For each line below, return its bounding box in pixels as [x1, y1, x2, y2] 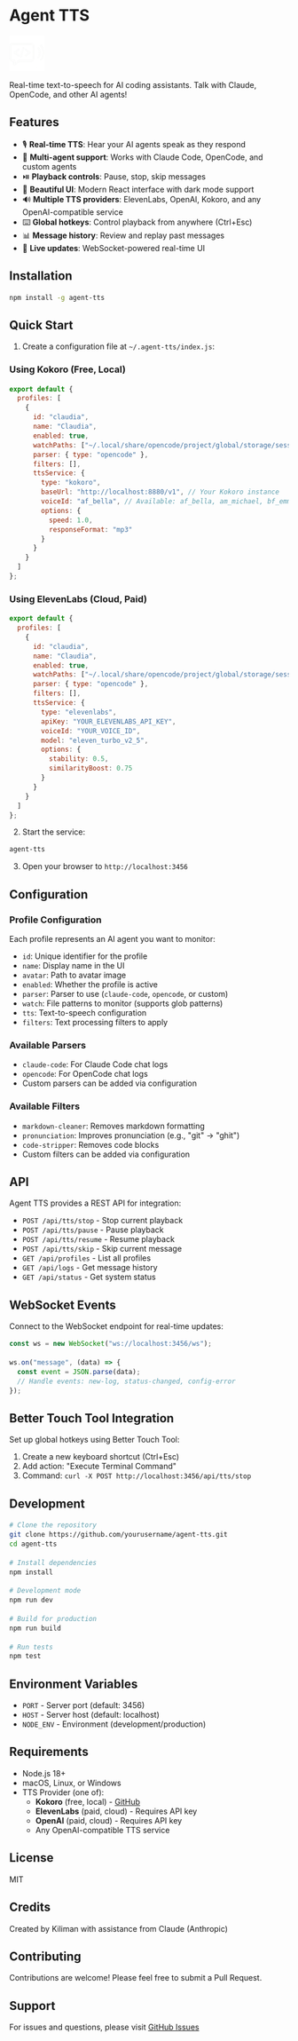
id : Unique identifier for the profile [21, 951, 148, 961]
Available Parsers [9, 1039, 87, 1051]
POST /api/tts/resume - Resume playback [21, 1234, 176, 1245]
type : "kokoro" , [41, 479, 101, 487]
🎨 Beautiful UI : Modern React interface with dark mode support [21, 184, 255, 194]
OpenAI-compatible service [21, 206, 124, 218]
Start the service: [21, 827, 86, 837]
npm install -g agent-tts [9, 293, 105, 302]
